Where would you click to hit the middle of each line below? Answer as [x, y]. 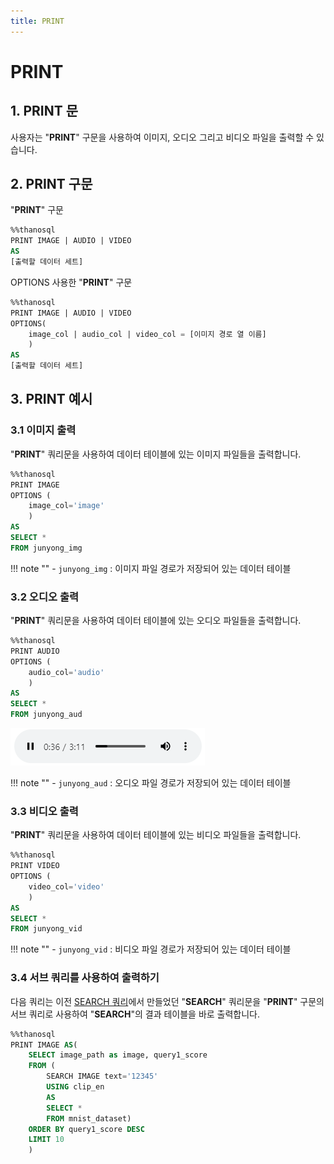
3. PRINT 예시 [51, 399]
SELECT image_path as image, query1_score [118, 1055]
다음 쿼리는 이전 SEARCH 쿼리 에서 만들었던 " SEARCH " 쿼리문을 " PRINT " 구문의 [167, 1001]
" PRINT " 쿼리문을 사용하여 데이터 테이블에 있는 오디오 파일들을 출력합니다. [156, 621]
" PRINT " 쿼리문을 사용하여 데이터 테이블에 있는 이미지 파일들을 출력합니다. [156, 454]
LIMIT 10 [46, 1140]
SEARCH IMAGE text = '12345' [102, 1076]
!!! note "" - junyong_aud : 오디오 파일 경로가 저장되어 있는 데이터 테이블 [151, 783]
